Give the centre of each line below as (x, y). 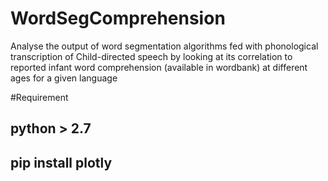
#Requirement (39, 97)
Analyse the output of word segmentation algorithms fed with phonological (164, 46)
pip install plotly (61, 162)
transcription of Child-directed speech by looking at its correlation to (151, 56)
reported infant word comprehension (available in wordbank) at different (159, 67)
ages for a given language (64, 78)
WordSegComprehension (118, 18)
